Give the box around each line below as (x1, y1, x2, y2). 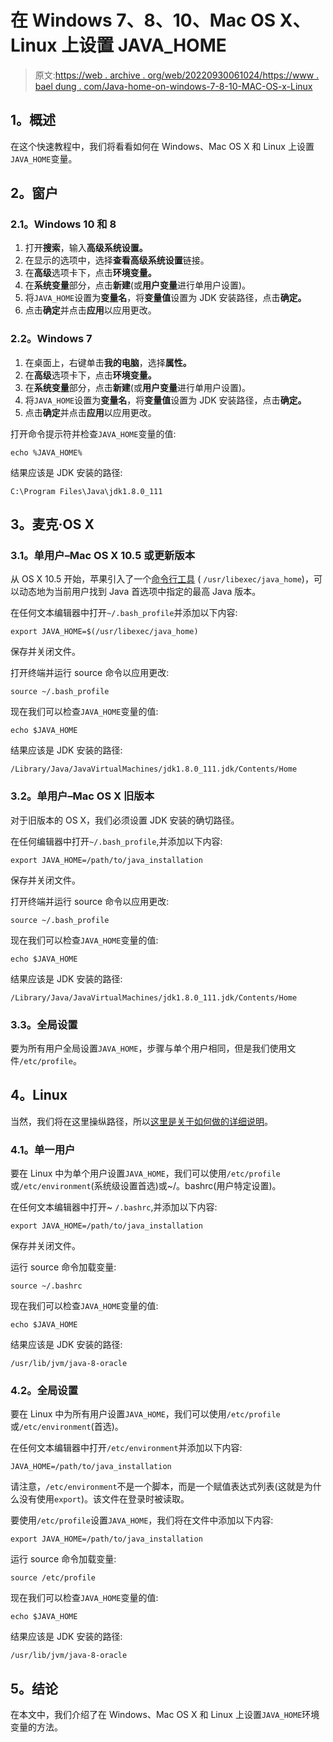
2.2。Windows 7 (10, 332, 93, 346)
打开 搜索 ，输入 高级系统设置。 (24, 242, 148, 254)
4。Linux (10, 1087, 68, 1104)
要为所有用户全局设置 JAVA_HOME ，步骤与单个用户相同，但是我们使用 (10, 1042, 288, 1055)
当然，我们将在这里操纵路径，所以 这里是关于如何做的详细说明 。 (10, 1115, 273, 1127)
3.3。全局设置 (10, 1017, 78, 1031)
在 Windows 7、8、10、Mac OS (10, 9, 277, 32)
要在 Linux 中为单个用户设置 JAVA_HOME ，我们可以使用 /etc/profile (10, 1167, 281, 1180)
